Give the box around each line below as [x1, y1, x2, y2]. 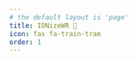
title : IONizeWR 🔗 [9, 21, 77, 30]
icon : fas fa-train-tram [9, 29, 101, 38]
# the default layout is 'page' [9, 12, 129, 22]
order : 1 [9, 37, 42, 47]
